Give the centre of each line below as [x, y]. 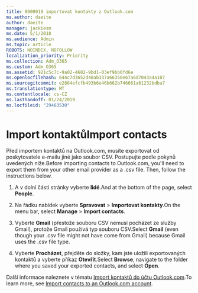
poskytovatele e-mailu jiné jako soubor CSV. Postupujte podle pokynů [91, 157]
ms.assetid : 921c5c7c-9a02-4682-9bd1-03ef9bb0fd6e [70, 72]
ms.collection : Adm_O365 [37, 61]
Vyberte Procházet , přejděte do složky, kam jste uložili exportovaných [100, 253]
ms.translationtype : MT [35, 89]
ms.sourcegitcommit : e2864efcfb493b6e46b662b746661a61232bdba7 [86, 83]
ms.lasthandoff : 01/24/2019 [41, 99]
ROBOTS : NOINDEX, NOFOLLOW [39, 50]
